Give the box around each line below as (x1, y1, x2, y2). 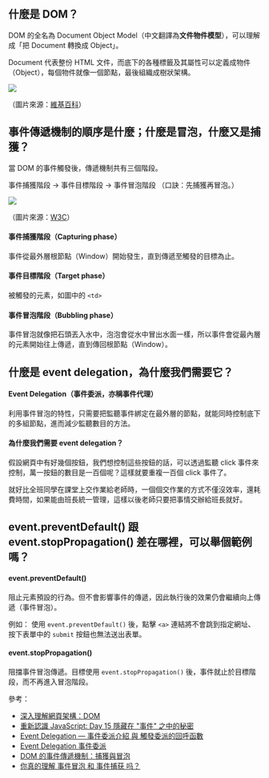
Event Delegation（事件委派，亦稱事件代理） (8, 389, 158, 399)
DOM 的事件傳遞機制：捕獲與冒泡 (19, 751, 130, 760)
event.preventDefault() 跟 (8, 520, 139, 534)
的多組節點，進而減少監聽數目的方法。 (8, 418, 134, 428)
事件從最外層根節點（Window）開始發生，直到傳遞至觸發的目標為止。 (8, 251, 239, 260)
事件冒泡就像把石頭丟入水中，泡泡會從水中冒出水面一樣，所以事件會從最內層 (8, 329, 261, 339)
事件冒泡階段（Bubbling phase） (8, 310, 118, 320)
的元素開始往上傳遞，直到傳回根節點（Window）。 (8, 340, 172, 349)
